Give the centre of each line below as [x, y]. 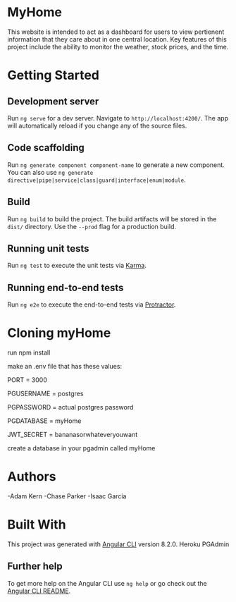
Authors [32, 477]
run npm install [29, 352]
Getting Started [54, 75]
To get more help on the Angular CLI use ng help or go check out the [107, 583]
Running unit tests [48, 248]
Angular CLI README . [39, 591]
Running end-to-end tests [66, 287]
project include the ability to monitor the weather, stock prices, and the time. [118, 47]
